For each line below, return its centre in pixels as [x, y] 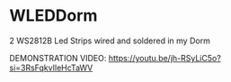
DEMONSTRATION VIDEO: [58, 58]
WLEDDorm [53, 16]
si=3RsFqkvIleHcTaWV [51, 68]
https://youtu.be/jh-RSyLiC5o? [165, 58]
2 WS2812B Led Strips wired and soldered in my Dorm [110, 41]
